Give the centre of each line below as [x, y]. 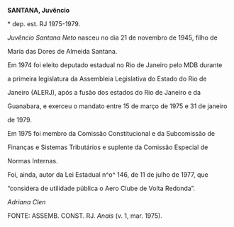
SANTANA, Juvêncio [39, 10]
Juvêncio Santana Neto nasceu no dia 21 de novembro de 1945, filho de [112, 37]
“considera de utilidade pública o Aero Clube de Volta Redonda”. [101, 188]
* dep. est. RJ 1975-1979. [44, 24]
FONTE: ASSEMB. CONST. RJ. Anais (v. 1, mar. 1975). [85, 216]
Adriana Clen [27, 202]
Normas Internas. [33, 161]
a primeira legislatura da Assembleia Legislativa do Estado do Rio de [107, 78]
